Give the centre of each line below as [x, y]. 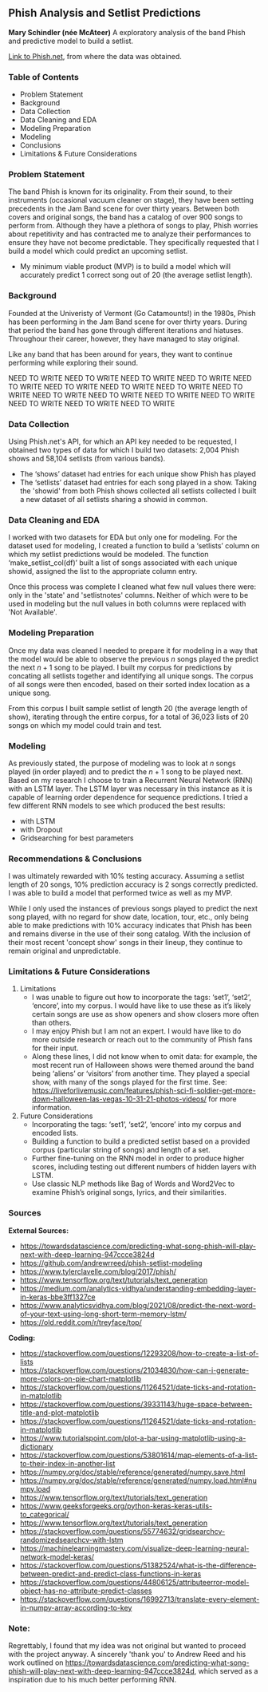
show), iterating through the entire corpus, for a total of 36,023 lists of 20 [128, 717]
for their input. [55, 1048]
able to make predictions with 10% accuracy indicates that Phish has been [130, 926]
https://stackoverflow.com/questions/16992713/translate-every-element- [140, 1599]
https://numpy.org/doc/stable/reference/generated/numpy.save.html [132, 1472]
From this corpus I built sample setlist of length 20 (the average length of [128, 708]
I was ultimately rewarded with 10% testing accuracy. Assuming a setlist [126, 876]
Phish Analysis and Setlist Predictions [104, 13]
